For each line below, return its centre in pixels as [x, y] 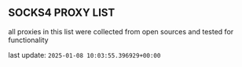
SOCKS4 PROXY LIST [62, 13]
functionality [28, 40]
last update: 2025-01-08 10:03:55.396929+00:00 [84, 55]
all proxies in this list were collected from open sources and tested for [121, 31]
